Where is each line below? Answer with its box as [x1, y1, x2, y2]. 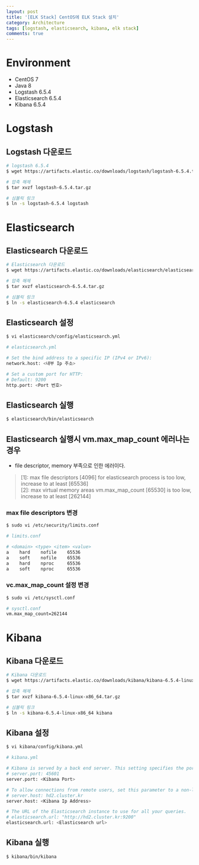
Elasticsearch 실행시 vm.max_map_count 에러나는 [6, 434, 190, 444]
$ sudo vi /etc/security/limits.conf [6, 523, 99, 528]
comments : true [6, 31, 44, 37]
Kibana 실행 [6, 838, 49, 848]
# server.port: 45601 [6, 771, 60, 777]
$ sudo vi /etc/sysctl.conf [6, 595, 76, 601]
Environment [6, 56, 71, 70]
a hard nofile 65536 [6, 549, 81, 555]
